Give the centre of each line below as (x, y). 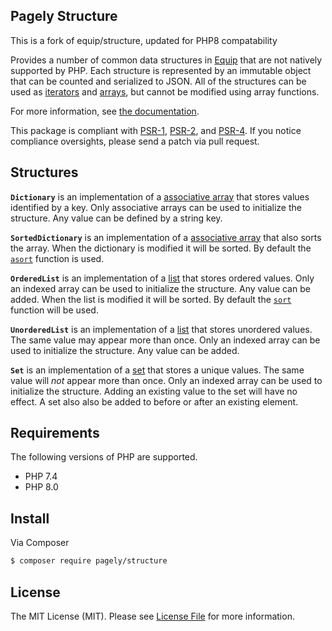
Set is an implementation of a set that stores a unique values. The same (157, 370)
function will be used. (54, 310)
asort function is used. (57, 258)
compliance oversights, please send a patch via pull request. (135, 141)
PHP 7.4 (41, 476)
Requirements (55, 433)
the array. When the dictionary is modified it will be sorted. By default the (161, 248)
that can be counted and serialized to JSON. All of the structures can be (158, 81)
